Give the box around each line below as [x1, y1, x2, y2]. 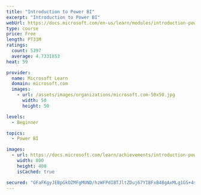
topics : [6, 130, 26, 136]
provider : [6, 69, 31, 75]
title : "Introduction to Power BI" [6, 8, 95, 15]
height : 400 [17, 163, 47, 169]
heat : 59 [6, 59, 28, 65]
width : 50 [22, 97, 47, 103]
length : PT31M [6, 36, 42, 42]
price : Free [6, 31, 36, 37]
